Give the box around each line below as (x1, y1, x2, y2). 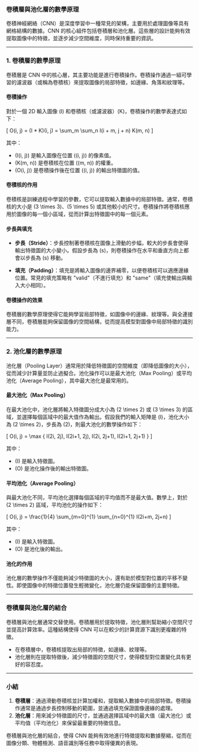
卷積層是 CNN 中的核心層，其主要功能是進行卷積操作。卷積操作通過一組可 (6, 71, 187, 78)
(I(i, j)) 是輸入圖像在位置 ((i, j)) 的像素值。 (14, 151, 114, 158)
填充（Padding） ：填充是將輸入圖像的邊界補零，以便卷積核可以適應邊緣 (14, 267, 189, 274)
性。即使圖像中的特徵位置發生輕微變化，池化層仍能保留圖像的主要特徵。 (6, 582, 182, 589)
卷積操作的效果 (6, 296, 43, 303)
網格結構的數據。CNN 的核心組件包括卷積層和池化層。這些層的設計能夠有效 (6, 27, 191, 34)
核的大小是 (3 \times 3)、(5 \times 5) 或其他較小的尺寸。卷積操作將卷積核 (6, 203, 185, 210)
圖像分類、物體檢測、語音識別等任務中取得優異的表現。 (6, 739, 141, 746)
